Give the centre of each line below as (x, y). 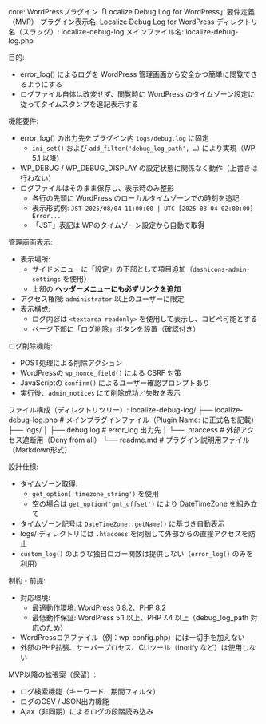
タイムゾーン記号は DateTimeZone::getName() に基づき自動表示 (122, 523)
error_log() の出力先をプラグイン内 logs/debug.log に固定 (114, 138)
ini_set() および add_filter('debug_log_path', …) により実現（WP (143, 148)
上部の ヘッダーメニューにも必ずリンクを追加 (106, 289)
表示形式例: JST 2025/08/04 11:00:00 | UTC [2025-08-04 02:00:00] (143, 208)
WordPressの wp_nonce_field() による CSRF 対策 (101, 373)
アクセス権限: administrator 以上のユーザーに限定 (102, 299)
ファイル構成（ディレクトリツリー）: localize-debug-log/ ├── (111, 410)
